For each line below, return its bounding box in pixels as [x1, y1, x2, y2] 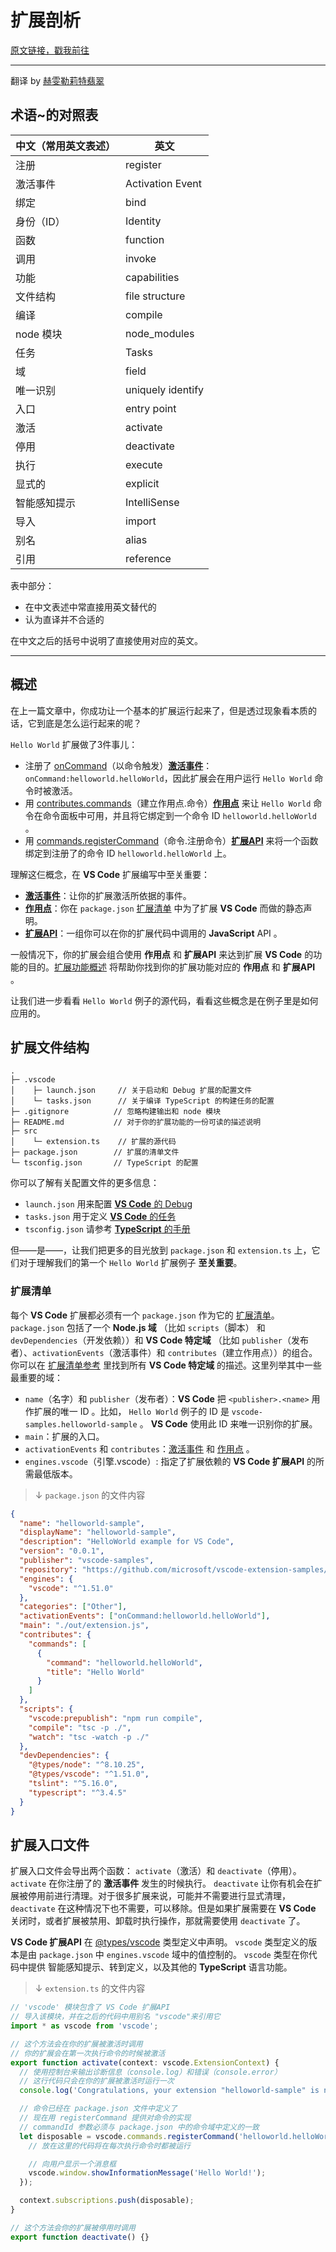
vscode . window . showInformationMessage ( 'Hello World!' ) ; [28, 2168, 267, 2178]
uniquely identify [125, 382, 205, 396]
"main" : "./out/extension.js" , [19, 1621, 150, 1631]
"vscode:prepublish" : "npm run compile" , [28, 1713, 203, 1723]
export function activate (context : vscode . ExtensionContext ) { [10, 2057, 280, 2068]
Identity [125, 214, 162, 228]
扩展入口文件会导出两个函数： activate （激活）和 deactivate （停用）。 [10, 1865, 302, 1877]
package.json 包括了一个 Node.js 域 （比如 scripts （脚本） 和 [10, 1321, 266, 1333]
